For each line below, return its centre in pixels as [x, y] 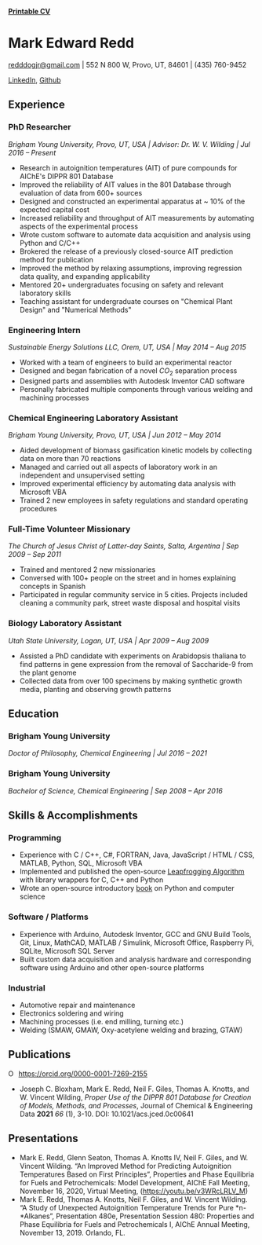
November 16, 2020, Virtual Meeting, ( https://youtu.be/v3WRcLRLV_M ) [134, 1191]
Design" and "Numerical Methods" [75, 309]
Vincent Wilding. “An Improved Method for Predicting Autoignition [126, 1166]
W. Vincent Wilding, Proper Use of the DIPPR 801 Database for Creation [135, 1097]
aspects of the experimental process [79, 226]
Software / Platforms [48, 917]
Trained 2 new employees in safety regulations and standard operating [134, 500]
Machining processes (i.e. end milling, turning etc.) [102, 1021]
